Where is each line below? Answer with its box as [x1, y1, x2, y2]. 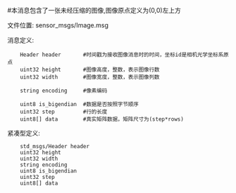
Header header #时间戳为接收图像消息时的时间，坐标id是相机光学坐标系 [20, 51, 224, 58]
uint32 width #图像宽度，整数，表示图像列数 [20, 74, 160, 81]
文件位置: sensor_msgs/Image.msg [7, 21, 109, 29]
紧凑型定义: [7, 129, 41, 137]
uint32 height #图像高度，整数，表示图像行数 [20, 66, 160, 73]
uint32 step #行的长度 [20, 108, 108, 115]
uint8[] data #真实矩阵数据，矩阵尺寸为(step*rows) [20, 116, 185, 123]
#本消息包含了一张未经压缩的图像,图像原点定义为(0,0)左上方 [7, 6, 182, 14]
